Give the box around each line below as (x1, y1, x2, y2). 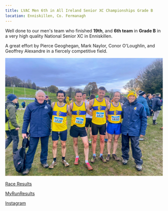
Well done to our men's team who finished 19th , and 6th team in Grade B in (5, 27, 161, 33)
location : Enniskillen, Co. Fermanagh (5, 13, 86, 18)
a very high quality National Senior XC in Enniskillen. (5, 33, 113, 39)
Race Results (5, 181, 32, 187)
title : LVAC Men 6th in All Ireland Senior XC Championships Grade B (5, 8, 153, 13)
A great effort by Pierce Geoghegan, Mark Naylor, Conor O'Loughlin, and (5, 42, 155, 48)
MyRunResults (5, 190, 35, 197)
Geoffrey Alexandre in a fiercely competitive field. (5, 48, 107, 54)
